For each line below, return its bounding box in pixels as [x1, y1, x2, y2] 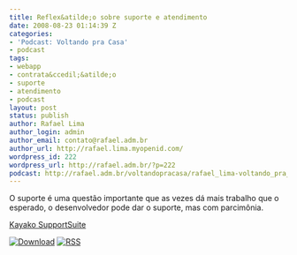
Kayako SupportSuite [9, 220, 87, 230]
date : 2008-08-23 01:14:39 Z [9, 21, 117, 30]
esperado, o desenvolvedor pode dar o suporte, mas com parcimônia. [9, 202, 263, 213]
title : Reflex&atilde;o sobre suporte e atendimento [9, 12, 208, 22]
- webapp [9, 63, 42, 71]
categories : [9, 29, 53, 38]
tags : [9, 54, 29, 63]
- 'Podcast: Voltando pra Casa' [9, 37, 128, 47]
